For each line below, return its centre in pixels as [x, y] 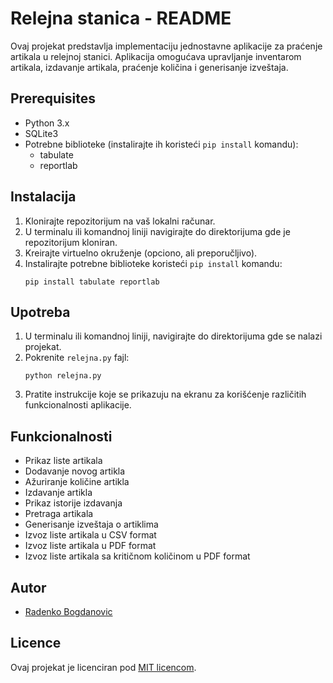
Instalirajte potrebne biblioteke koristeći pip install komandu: [153, 263]
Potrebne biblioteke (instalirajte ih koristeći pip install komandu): [161, 144]
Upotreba [40, 312]
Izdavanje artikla [58, 493]
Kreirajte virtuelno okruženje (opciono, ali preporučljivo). [141, 253]
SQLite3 [41, 133]
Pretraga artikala [59, 514]
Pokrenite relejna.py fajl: [77, 358]
